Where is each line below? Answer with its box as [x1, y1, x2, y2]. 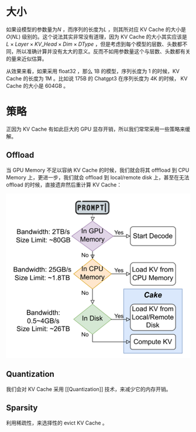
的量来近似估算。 [6, 55, 47, 62]
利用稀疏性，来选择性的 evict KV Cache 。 [6, 419, 108, 426]
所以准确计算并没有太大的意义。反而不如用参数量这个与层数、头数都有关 [16, 47, 191, 55]
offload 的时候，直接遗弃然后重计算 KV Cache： [6, 181, 122, 188]
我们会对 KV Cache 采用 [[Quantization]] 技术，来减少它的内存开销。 [6, 385, 171, 393]
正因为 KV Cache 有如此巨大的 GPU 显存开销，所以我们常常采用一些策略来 [6, 125, 185, 132]
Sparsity [6, 403, 38, 413]
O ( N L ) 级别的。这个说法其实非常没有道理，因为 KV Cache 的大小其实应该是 [6, 33, 187, 40]
